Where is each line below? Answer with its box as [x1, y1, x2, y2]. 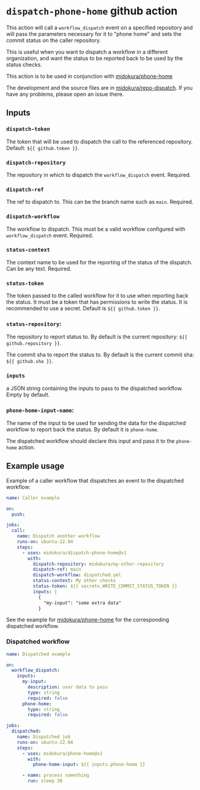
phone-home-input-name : [6, 405, 75, 414]
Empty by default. [6, 391, 50, 398]
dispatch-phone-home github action [6, 4, 178, 18]
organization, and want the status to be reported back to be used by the [6, 54, 183, 62]
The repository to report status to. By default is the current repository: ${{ [6, 333, 188, 340]
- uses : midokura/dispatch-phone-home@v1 [21, 550, 127, 556]
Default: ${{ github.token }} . [6, 144, 79, 151]
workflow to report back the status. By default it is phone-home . [6, 426, 159, 433]
